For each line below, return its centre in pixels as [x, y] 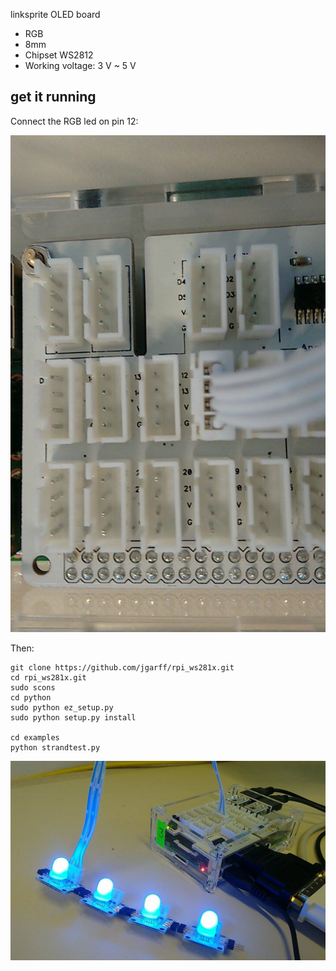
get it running [53, 97]
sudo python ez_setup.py [62, 708]
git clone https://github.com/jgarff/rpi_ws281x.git [122, 668]
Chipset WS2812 [59, 55]
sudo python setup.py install [73, 718]
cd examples [35, 738]
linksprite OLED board [55, 14]
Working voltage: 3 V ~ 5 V [80, 65]
